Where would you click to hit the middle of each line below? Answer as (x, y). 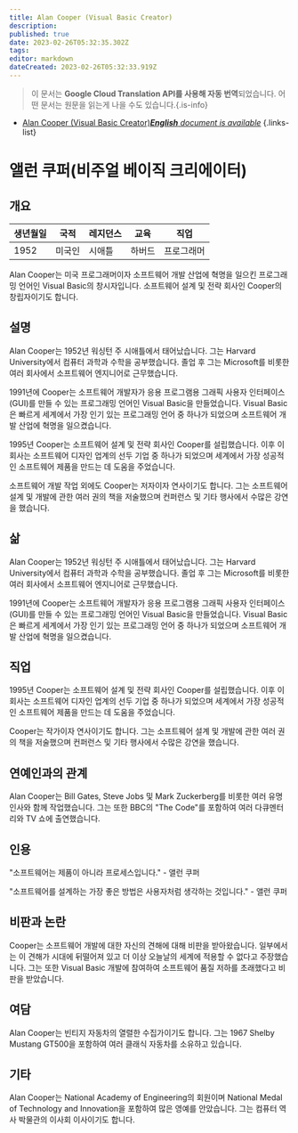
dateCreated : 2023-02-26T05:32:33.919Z (83, 68)
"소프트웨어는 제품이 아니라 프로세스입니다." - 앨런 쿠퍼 (105, 872)
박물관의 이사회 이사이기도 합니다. (77, 1120)
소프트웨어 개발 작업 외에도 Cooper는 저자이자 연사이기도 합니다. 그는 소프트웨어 (149, 485)
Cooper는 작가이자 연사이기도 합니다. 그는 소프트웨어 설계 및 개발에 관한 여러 (142, 731)
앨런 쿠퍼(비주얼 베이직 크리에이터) (128, 171)
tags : (19, 51)
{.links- (276, 122)
